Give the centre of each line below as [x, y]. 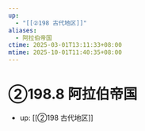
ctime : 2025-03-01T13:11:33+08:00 [65, 45]
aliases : [23, 30]
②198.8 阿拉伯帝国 [73, 94]
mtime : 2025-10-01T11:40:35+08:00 [65, 52]
